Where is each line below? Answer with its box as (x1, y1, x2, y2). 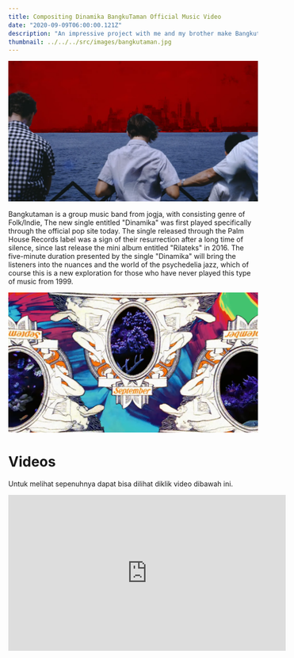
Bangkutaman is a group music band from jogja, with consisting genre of (8, 209, 246, 219)
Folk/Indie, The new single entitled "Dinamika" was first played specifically (8, 218, 252, 227)
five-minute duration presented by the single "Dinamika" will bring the (8, 251, 236, 261)
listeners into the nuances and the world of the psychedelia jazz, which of (8, 260, 250, 269)
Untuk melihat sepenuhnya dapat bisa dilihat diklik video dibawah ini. (8, 479, 234, 489)
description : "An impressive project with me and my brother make (8, 29, 232, 37)
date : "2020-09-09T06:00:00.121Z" (8, 21, 123, 29)
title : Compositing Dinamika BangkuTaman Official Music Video (8, 13, 222, 21)
